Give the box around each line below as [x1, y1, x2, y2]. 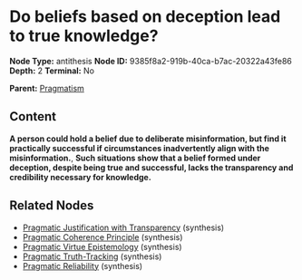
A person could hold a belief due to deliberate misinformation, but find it [9, 133, 287, 144]
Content [9, 109, 57, 124]
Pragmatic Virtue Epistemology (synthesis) [22, 241, 183, 252]
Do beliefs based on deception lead [9, 6, 281, 27]
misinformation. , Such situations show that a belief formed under [9, 152, 261, 163]
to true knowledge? [9, 25, 159, 46]
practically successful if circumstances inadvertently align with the [9, 142, 270, 153]
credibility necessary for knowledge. [9, 171, 151, 182]
